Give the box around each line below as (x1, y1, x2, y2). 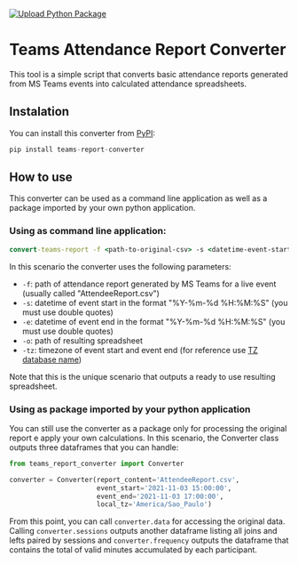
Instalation (9, 104, 69, 119)
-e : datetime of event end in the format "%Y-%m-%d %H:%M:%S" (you (21, 316, 286, 326)
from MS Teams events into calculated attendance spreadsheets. (9, 78, 247, 89)
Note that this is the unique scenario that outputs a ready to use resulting (9, 371, 277, 382)
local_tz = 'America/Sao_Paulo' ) (96, 500, 213, 509)
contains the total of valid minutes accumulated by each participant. (9, 544, 257, 555)
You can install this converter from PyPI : (9, 127, 156, 138)
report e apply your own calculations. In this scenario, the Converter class (9, 432, 279, 443)
